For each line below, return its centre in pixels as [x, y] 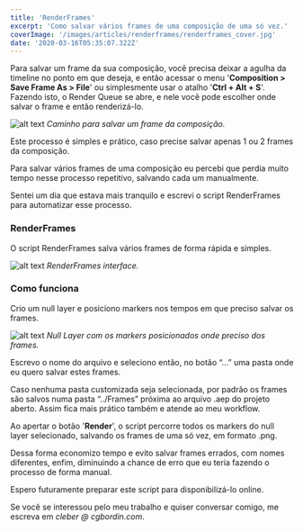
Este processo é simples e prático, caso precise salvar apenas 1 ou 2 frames [152, 141]
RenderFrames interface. [93, 265]
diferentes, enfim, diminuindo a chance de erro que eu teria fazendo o [140, 462]
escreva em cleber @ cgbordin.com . [77, 516]
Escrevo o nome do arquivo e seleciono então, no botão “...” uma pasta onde [152, 362]
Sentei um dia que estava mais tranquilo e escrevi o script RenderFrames [146, 195]
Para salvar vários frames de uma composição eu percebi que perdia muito [149, 168]
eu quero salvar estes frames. [65, 372]
